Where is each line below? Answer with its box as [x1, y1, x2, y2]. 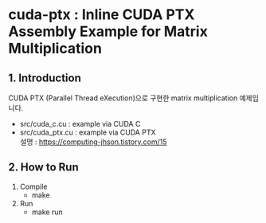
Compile [19, 182, 48, 191]
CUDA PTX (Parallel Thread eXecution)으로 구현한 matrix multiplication [8, 93, 238, 103]
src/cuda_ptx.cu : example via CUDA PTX [19, 127, 156, 137]
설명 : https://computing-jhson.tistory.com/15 [19, 137, 167, 147]
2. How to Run [8, 161, 79, 174]
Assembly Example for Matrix [8, 22, 209, 41]
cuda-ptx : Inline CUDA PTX [8, 6, 195, 24]
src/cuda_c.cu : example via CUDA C [19, 119, 141, 128]
